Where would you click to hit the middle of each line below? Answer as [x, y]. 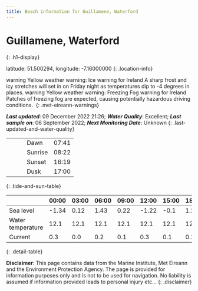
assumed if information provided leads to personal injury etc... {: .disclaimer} [99, 282]
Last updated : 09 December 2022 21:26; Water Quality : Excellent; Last [94, 116]
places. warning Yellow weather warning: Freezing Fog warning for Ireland [96, 92]
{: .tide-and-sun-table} [34, 186]
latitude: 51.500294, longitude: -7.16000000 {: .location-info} [80, 68]
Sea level [22, 210]
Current [20, 237]
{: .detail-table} [24, 252]
